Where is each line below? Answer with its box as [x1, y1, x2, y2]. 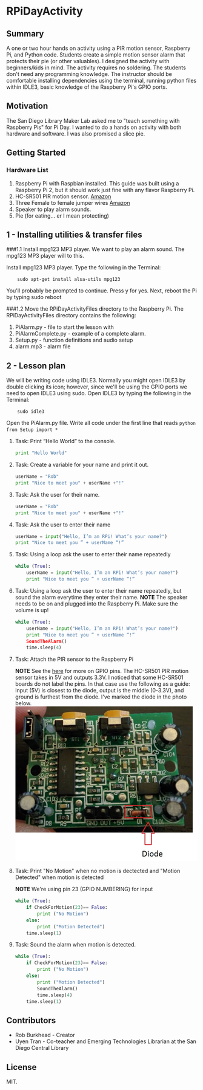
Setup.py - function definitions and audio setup [15, 336, 133, 344]
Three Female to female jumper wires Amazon [15, 199, 130, 206]
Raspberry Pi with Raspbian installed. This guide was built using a [15, 179, 179, 187]
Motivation [6, 101, 48, 111]
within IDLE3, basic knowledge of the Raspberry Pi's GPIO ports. [6, 83, 168, 91]
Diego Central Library [15, 1044, 69, 1052]
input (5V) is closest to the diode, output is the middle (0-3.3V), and [15, 687, 184, 694]
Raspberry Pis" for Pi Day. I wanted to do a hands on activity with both [6, 123, 182, 131]
